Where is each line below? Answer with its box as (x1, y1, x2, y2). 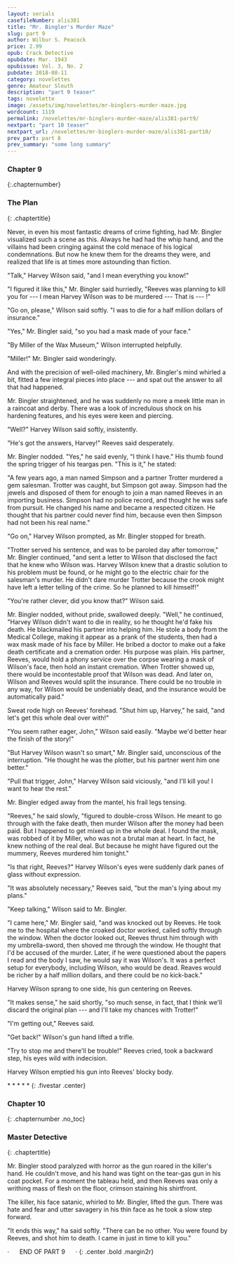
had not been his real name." (7, 518, 90, 526)
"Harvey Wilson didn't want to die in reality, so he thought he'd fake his (7, 617, 213, 626)
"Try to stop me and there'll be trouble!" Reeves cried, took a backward (7, 1046, 213, 1055)
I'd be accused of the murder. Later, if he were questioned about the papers (7, 948, 227, 957)
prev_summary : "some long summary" (7, 141, 112, 148)
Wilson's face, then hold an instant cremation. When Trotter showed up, (7, 662, 215, 671)
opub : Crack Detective (7, 50, 74, 57)
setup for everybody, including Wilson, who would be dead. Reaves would (7, 963, 222, 972)
